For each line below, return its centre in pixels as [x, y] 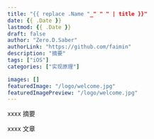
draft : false [27, 34]
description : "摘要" [37, 54]
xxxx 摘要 [21, 113]
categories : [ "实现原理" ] [44, 67]
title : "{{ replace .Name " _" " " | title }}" [77, 14]
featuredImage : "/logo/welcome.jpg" [61, 86]
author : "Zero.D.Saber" [43, 40]
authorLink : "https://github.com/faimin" [70, 47]
